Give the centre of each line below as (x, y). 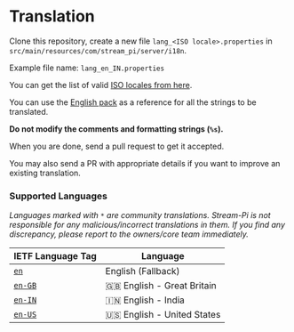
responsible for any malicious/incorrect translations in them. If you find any (147, 225)
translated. (29, 111)
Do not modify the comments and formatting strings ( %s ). (116, 129)
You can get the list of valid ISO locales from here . (101, 85)
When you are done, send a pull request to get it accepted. (117, 146)
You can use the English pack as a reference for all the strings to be (133, 102)
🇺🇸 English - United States (163, 315)
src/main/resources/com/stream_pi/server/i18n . (98, 50)
